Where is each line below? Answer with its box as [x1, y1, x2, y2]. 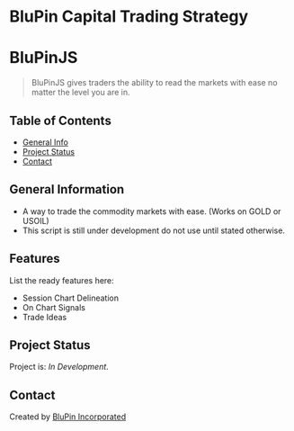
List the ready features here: [9, 274, 114, 285]
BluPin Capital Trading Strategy [9, 6, 249, 27]
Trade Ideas [22, 311, 67, 322]
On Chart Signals [22, 301, 85, 312]
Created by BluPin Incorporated [9, 411, 127, 422]
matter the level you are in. [31, 87, 130, 98]
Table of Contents [9, 112, 112, 128]
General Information [9, 182, 125, 197]
